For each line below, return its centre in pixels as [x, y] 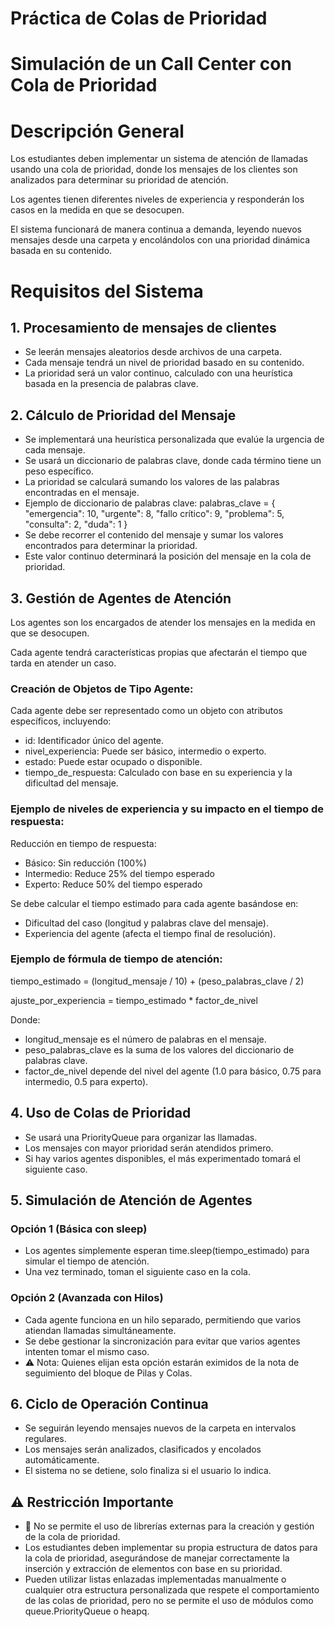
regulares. [45, 1439]
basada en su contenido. [61, 251]
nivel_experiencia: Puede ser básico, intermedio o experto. [145, 751]
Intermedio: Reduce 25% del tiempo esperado [119, 873]
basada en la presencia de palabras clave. [111, 384]
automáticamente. [62, 1460]
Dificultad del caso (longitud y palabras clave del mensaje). [146, 923]
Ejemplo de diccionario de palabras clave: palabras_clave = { [150, 503]
